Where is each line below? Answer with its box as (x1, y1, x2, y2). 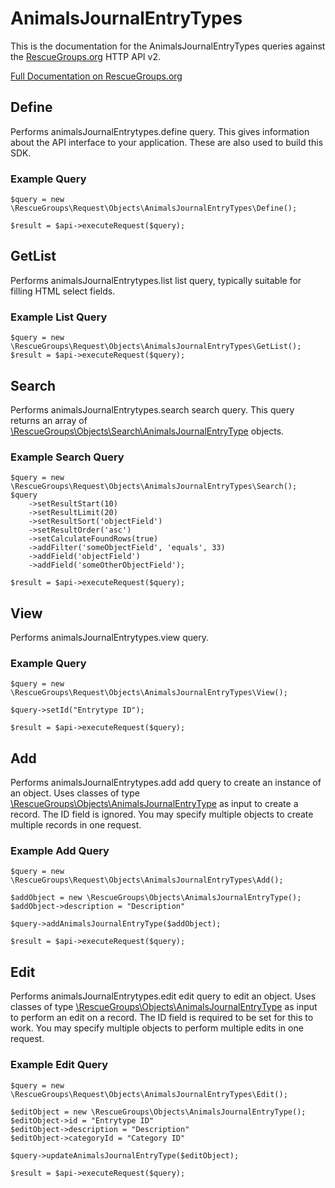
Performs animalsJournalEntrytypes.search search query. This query (10, 403, 295, 416)
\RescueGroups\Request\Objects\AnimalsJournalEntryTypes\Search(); (10, 482, 298, 492)
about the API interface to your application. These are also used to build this (10, 136, 324, 148)
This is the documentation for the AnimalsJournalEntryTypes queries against (10, 40, 326, 52)
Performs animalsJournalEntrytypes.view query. (10, 632, 209, 644)
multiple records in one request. (10, 819, 142, 831)
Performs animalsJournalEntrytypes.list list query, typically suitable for (10, 274, 302, 286)
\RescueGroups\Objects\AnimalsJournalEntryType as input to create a (10, 798, 299, 810)
